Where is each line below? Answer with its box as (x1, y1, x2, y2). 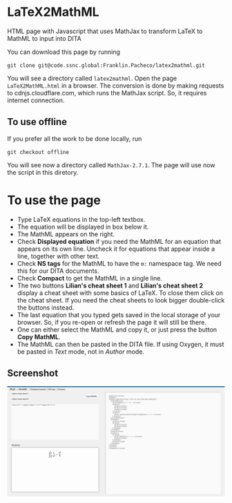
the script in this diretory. (7, 168, 79, 176)
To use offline (7, 116, 68, 128)
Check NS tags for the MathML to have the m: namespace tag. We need (17, 259, 222, 267)
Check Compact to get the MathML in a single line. (17, 274, 162, 282)
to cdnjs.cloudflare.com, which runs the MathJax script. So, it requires (7, 88, 207, 97)
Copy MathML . (17, 332, 61, 341)
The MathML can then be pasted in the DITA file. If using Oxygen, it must (17, 340, 224, 348)
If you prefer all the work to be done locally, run (7, 134, 142, 142)
